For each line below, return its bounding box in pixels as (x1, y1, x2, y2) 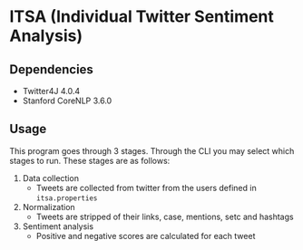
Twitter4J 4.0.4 (22, 86, 81, 96)
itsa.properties (35, 193, 98, 203)
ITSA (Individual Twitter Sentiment (9, 6, 275, 27)
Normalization (22, 201, 75, 212)
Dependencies (9, 62, 93, 77)
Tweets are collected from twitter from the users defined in (35, 182, 257, 193)
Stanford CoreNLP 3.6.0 (22, 95, 112, 106)
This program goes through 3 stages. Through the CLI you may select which (9, 145, 295, 156)
